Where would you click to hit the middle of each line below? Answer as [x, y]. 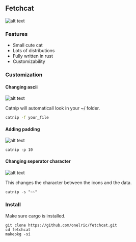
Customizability [29, 61]
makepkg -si [18, 234]
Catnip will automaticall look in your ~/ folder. [53, 108]
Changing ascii [22, 87]
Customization [24, 75]
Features [17, 34]
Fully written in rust [33, 56]
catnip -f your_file [27, 118]
